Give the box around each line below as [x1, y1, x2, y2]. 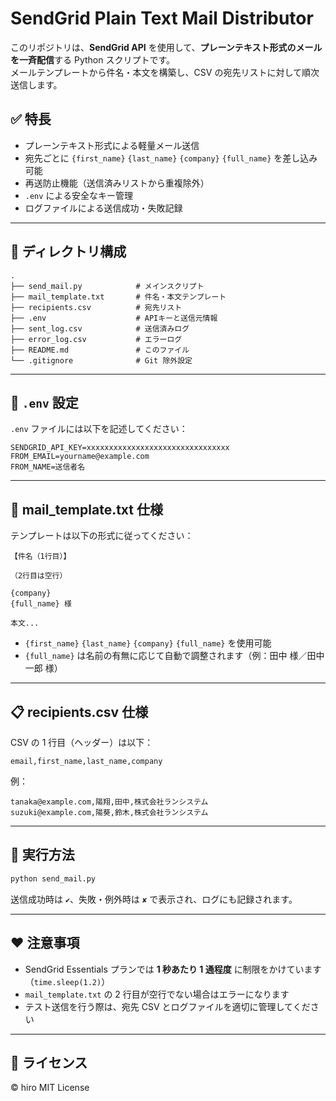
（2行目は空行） [10, 571, 68, 581]
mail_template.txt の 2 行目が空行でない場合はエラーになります [24, 988, 290, 1000]
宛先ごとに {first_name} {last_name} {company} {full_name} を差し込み [24, 152, 318, 164]
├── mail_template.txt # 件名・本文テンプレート [10, 292, 227, 302]
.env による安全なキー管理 [24, 189, 133, 201]
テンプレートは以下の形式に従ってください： [10, 530, 194, 542]
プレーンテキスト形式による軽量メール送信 [24, 139, 200, 151]
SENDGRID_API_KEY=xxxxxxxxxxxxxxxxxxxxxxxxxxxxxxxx [10, 443, 230, 453]
